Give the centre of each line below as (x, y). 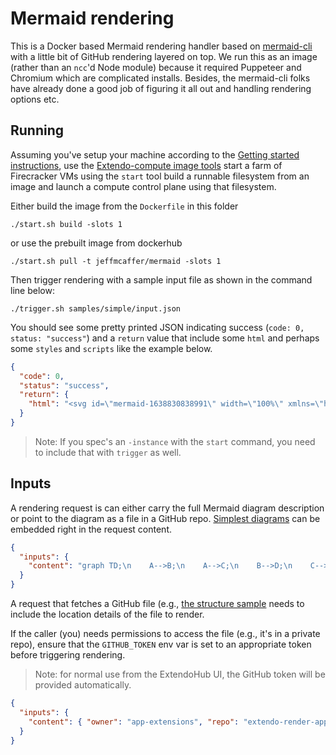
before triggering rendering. (68, 655)
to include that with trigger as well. (108, 452)
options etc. (35, 99)
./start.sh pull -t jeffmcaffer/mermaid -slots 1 (116, 261)
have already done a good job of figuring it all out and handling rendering (161, 88)
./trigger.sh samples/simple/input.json (96, 308)
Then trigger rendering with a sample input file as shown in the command (161, 279)
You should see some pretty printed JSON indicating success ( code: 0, (157, 327)
